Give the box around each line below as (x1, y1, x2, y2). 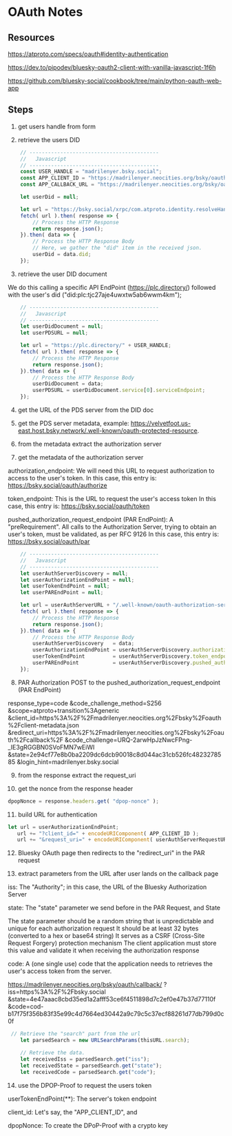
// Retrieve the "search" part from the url (10, 1030, 140, 1037)
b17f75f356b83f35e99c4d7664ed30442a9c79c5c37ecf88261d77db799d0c (8, 1010, 224, 1018)
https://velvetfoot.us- (130, 419, 191, 428)
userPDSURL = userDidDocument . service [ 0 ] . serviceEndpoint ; (32, 387, 206, 394)
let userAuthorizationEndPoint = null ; (20, 576, 135, 583)
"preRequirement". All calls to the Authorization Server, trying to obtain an (8, 522, 217, 531)
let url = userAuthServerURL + (20, 602, 110, 609)
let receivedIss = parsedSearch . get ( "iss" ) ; (20, 1055, 150, 1063)
